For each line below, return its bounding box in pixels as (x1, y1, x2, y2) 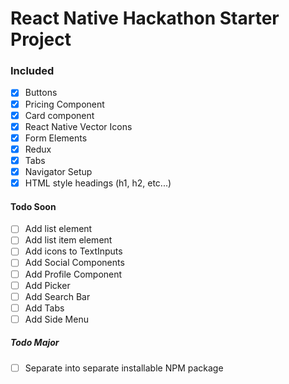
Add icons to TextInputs (24, 245, 123, 257)
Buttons (24, 87, 58, 99)
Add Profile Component (24, 268, 123, 280)
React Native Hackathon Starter (10, 7, 280, 30)
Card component (24, 109, 95, 121)
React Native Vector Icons (24, 120, 133, 132)
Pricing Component (24, 98, 105, 110)
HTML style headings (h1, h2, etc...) (24, 177, 172, 189)
